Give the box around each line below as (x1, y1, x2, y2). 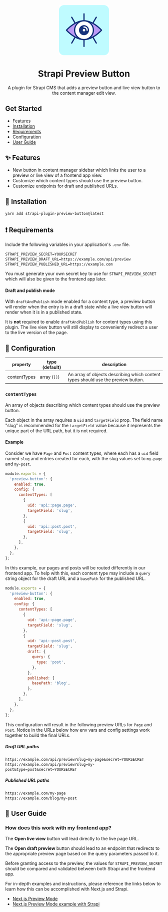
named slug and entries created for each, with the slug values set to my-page (5, 455, 162, 461)
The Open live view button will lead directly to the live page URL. (5, 836, 139, 842)
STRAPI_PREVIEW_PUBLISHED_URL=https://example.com (5, 262, 113, 267)
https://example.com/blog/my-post (5, 796, 77, 801)
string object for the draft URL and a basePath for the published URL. (5, 575, 146, 581)
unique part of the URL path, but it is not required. (5, 428, 108, 434)
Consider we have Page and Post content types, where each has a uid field (5, 450, 159, 456)
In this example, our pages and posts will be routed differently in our (5, 564, 146, 570)
